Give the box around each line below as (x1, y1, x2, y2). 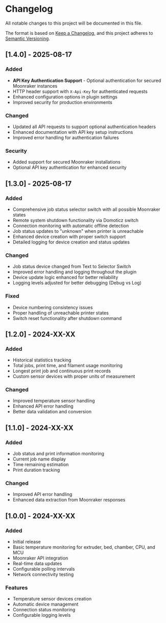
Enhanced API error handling (12, 403, 74, 409)
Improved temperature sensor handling (12, 398, 95, 404)
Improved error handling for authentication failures (12, 134, 119, 140)
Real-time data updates (12, 560, 62, 567)
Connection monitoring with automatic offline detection (12, 223, 129, 229)
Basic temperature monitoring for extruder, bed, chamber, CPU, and (12, 544, 155, 550)
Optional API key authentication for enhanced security (12, 165, 127, 171)
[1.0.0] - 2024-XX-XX (5, 511, 76, 520)
